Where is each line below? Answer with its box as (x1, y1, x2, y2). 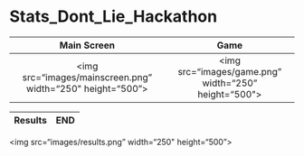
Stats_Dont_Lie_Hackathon (9, 6, 218, 27)
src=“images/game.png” (177, 65, 282, 78)
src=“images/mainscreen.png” (22, 70, 152, 83)
